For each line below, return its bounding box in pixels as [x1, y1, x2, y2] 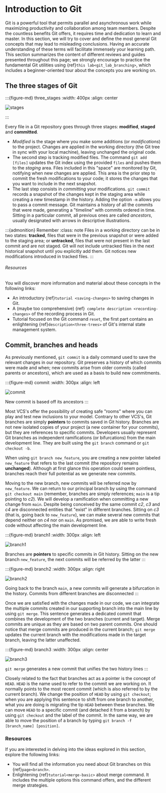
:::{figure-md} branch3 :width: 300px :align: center [5, 646, 109, 652]
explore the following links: [5, 752, 60, 758]
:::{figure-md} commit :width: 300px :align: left [5, 379, 100, 385]
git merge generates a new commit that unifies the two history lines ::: [5, 666, 149, 672]
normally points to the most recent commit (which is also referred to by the [5, 685, 158, 692]
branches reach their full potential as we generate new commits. [5, 470, 137, 476]
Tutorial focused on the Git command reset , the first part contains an [12, 316, 154, 322]
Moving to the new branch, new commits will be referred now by [5, 480, 137, 486]
